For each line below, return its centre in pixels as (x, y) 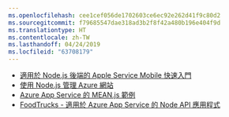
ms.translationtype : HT (47, 30)
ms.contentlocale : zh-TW (49, 37)
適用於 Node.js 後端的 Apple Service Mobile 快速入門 (105, 75)
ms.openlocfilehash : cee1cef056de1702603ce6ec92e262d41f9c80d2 (114, 15)
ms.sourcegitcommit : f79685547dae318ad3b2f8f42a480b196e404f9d (114, 23)
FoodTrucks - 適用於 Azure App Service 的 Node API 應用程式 (120, 104)
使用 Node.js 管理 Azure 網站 (66, 85)
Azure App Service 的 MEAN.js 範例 (77, 95)
